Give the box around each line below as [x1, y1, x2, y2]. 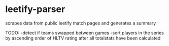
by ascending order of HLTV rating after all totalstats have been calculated [5, 35, 161, 41]
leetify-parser [5, 3, 65, 15]
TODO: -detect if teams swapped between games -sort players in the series [5, 29, 164, 35]
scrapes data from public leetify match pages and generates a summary [5, 20, 156, 26]
